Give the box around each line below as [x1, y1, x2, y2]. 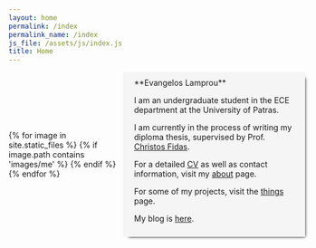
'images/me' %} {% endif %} [8, 159, 117, 170]
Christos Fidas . [133, 141, 191, 152]
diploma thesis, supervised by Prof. [133, 132, 266, 143]
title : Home [8, 47, 53, 56]
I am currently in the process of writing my [133, 122, 292, 133]
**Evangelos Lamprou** [133, 78, 227, 89]
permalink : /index [8, 22, 78, 31]
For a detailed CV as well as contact [133, 159, 268, 170]
